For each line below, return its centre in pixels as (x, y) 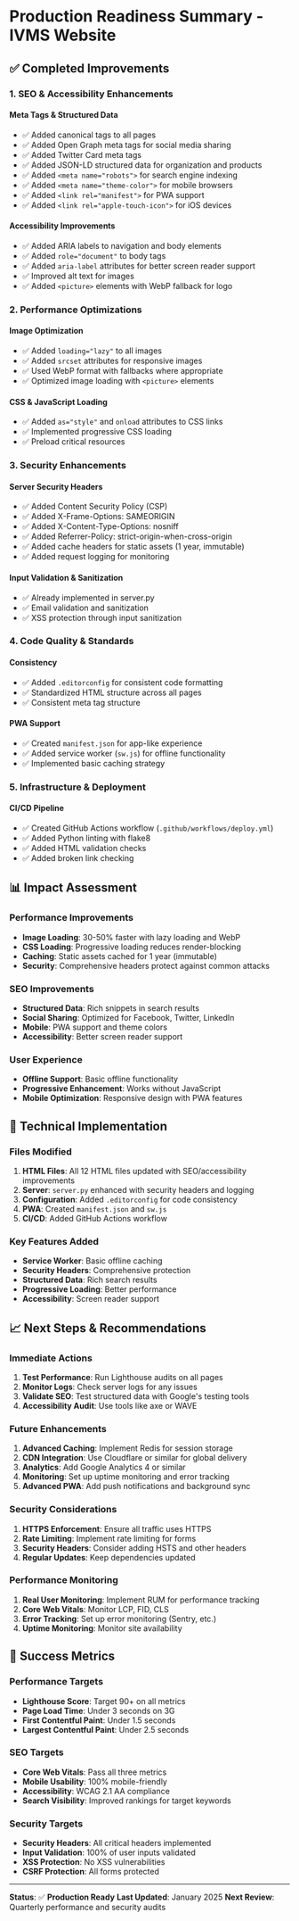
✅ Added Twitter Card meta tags (82, 154)
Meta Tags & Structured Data (64, 115)
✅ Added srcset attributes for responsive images (112, 361)
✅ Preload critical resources (73, 442)
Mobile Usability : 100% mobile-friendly (94, 1781)
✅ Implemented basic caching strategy (93, 763)
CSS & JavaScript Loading (59, 402)
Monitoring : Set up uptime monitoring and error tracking (125, 1477)
